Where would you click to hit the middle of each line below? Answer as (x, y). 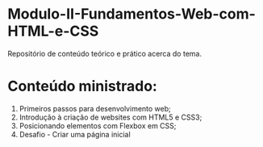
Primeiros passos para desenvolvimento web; (95, 108)
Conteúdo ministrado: (83, 86)
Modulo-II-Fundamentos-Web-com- (131, 14)
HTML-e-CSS (53, 31)
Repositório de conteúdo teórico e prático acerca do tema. (105, 53)
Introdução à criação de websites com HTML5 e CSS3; (111, 117)
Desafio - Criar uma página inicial (75, 134)
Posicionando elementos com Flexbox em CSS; (98, 125)
